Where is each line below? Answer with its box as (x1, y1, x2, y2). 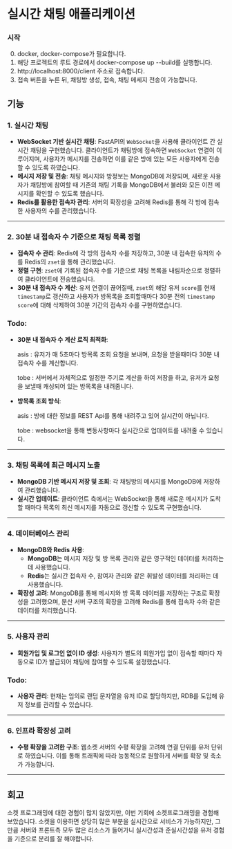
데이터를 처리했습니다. (17, 606, 77, 614)
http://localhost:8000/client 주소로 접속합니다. (17, 67, 145, 75)
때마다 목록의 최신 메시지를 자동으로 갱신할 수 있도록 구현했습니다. (24, 503, 202, 512)
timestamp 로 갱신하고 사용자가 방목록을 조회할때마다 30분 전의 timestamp (17, 292, 215, 301)
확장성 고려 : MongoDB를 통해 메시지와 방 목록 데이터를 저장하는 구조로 (17, 589, 208, 597)
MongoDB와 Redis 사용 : (17, 546, 85, 554)
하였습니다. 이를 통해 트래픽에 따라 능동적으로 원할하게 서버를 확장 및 (24, 751, 209, 760)
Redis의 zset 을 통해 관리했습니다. (24, 257, 116, 266)
